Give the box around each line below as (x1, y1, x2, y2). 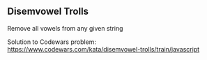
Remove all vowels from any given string (7, 24, 123, 32)
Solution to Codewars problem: (7, 38, 96, 46)
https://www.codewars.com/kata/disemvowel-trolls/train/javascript (7, 45, 200, 53)
